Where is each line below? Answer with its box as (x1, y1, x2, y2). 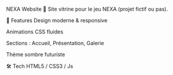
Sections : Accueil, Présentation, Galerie (6, 40, 104, 46)
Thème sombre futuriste (6, 51, 65, 58)
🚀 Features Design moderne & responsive (6, 17, 108, 23)
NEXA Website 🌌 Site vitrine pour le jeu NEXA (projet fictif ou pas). (6, 6, 168, 12)
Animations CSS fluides (6, 28, 63, 35)
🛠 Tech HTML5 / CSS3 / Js (6, 63, 73, 70)
